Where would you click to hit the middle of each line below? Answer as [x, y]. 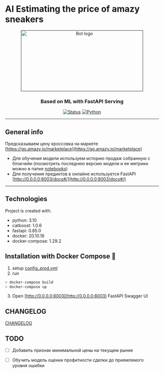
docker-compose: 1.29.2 [37, 241]
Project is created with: [28, 210]
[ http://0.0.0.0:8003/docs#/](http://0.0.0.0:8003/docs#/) [69, 179]
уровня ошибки [28, 366]
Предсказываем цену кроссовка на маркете [52, 144]
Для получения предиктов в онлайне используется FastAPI [74, 174]
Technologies [26, 199]
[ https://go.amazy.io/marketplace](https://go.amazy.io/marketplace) [74, 149]
